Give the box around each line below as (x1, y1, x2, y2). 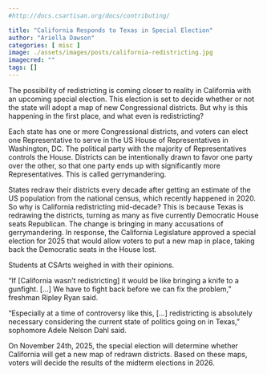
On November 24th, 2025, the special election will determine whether (8, 340, 239, 350)
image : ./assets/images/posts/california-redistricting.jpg (8, 49, 214, 57)
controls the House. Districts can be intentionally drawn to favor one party (8, 152, 253, 161)
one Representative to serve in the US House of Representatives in (8, 135, 229, 144)
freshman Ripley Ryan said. (8, 292, 99, 302)
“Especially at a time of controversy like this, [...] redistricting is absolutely (8, 308, 253, 318)
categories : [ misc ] (8, 41, 81, 49)
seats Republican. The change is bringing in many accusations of (8, 218, 224, 229)
